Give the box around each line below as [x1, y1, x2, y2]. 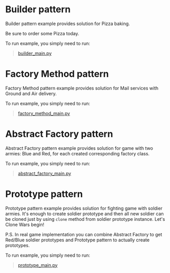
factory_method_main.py [17, 110, 70, 116]
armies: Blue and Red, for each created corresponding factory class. [5, 150, 150, 156]
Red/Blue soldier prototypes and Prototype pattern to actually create [5, 237, 150, 243]
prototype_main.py [17, 262, 58, 268]
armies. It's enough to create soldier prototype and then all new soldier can [5, 211, 164, 217]
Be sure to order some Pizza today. [5, 30, 79, 36]
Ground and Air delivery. [5, 90, 57, 97]
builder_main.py [17, 50, 52, 56]
